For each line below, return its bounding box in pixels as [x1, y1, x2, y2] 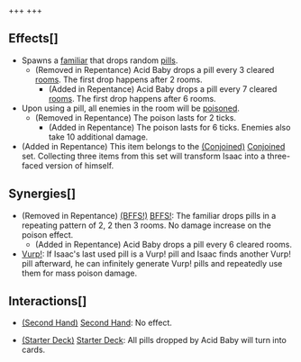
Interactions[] [8, 294, 87, 309]
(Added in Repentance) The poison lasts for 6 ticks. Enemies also [48, 122, 291, 132]
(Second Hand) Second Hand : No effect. [21, 317, 173, 329]
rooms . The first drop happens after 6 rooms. [48, 93, 217, 104]
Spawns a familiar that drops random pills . [21, 55, 178, 66]
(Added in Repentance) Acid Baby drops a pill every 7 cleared [48, 83, 278, 95]
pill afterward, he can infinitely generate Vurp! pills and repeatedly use [21, 258, 283, 268]
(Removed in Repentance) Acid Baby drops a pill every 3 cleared [34, 64, 275, 75]
